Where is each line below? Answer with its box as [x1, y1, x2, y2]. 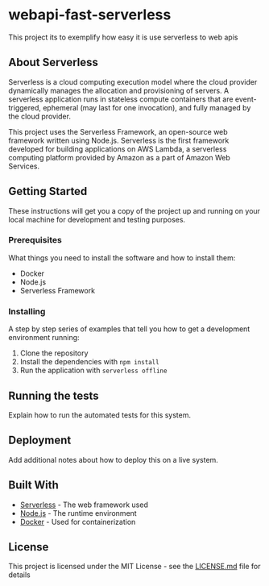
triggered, [8, 102, 42, 112]
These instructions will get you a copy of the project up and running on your [8, 206, 260, 215]
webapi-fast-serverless [8, 6, 172, 24]
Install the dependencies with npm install [19, 357, 159, 367]
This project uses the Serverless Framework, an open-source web [8, 127, 228, 136]
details [8, 570, 31, 580]
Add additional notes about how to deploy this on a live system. [8, 455, 219, 464]
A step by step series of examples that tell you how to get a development [8, 324, 250, 334]
